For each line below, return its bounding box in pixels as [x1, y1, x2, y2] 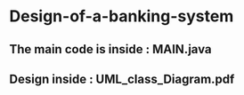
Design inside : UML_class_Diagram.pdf [9, 71, 235, 86]
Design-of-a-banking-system [9, 6, 234, 27]
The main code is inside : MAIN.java [9, 42, 212, 57]
